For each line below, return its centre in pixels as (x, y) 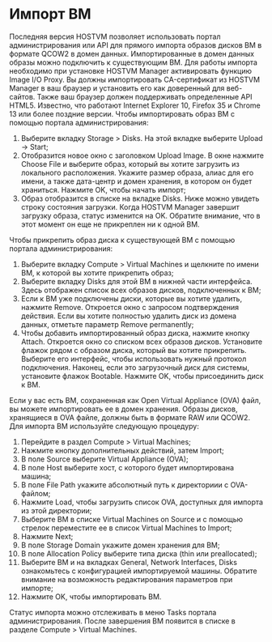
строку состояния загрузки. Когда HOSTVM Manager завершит (130, 206)
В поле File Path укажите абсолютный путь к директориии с (125, 485)
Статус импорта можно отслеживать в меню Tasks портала (113, 612)
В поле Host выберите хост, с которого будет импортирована (127, 467)
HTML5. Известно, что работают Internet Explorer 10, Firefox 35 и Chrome (135, 105)
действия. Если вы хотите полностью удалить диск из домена (129, 316)
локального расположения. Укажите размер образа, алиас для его (137, 172)
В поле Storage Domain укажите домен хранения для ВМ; (120, 545)
